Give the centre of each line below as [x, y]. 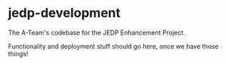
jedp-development [64, 13]
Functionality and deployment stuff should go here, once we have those [114, 46]
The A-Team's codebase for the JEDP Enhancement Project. [97, 32]
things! [18, 54]
